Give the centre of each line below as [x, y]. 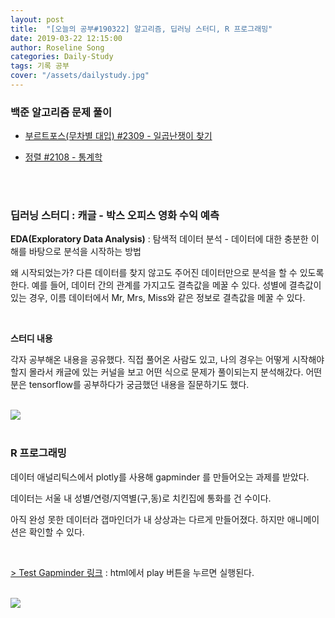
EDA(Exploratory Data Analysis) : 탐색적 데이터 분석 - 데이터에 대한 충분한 [159, 239]
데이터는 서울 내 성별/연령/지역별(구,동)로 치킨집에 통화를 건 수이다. [141, 498]
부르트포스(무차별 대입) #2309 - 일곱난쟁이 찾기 [118, 136]
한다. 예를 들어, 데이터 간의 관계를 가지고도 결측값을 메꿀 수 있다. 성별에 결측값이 [166, 285]
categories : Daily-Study [62, 57]
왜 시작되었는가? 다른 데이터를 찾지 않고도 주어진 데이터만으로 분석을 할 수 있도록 [167, 273]
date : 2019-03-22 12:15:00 [66, 38]
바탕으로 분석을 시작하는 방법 [85, 252]
